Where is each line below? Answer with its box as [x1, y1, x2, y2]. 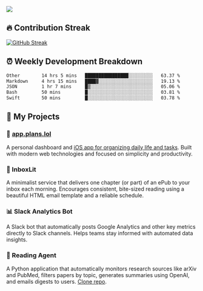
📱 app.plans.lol [6, 130, 52, 139]
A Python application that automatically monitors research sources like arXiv [6, 265, 197, 272]
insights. [6, 236, 28, 243]
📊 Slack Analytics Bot [6, 207, 73, 215]
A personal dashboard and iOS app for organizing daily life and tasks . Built [6, 143, 192, 151]
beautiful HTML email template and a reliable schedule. [6, 191, 144, 199]
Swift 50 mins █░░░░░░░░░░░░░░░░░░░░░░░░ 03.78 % [6, 95, 181, 101]
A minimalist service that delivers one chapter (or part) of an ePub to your [6, 178, 190, 186]
